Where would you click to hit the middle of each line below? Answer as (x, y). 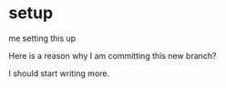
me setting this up (42, 38)
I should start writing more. (59, 73)
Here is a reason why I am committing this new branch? (113, 55)
